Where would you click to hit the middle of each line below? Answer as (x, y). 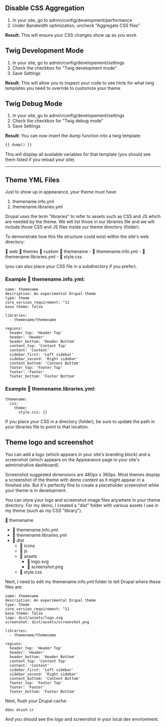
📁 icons (27, 545)
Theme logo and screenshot (49, 442)
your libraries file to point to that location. (47, 427)
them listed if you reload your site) (40, 160)
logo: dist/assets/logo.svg (34, 618)
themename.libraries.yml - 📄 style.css (44, 257)
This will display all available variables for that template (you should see (78, 154)
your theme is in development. (36, 490)
